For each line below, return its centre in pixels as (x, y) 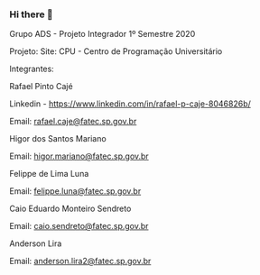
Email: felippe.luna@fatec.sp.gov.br (75, 191)
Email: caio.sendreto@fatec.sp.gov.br (79, 226)
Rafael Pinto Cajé (42, 87)
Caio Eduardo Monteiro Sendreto (70, 209)
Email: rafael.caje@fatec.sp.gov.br (73, 122)
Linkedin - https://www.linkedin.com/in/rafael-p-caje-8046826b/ (130, 104)
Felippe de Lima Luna (49, 174)
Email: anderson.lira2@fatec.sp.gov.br (80, 261)
